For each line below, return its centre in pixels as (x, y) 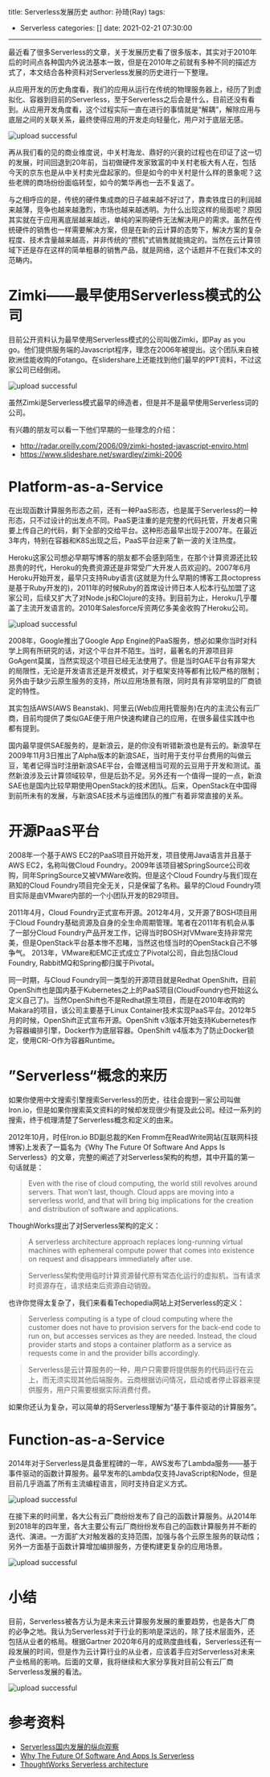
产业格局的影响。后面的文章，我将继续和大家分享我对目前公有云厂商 (121, 1661)
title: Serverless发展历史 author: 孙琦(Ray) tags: (87, 12)
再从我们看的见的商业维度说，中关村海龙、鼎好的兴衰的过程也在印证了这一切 (135, 152)
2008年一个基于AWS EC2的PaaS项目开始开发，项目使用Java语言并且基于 (130, 855)
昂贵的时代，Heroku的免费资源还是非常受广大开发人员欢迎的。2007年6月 (130, 567)
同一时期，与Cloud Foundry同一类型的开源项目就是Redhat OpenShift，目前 (133, 980)
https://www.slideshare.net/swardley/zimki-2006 (101, 454)
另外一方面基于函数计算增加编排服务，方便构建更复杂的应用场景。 (117, 1546)
